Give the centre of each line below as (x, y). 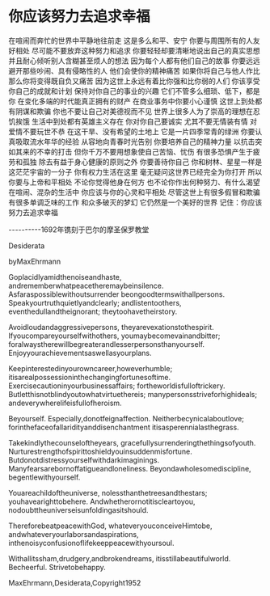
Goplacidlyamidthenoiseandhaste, (65, 277)
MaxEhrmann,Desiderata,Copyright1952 (75, 582)
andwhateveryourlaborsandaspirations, (74, 534)
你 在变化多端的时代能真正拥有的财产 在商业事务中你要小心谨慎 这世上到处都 (135, 101)
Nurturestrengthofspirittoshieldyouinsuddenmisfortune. (100, 451)
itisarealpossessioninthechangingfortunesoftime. (90, 377)
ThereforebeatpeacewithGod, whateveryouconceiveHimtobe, (110, 526)
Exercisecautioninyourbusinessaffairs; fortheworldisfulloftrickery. (117, 386)
